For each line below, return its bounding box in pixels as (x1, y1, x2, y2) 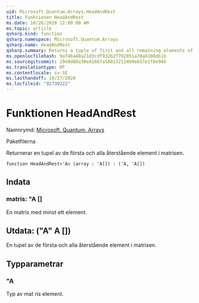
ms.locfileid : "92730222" (6, 81, 70, 87)
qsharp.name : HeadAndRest (6, 42, 70, 48)
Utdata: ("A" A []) (6, 226, 71, 236)
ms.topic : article (6, 25, 52, 32)
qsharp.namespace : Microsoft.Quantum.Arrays (6, 36, 119, 42)
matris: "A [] (6, 195, 43, 203)
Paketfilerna (6, 138, 36, 145)
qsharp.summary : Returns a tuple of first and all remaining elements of (6, 48, 194, 54)
